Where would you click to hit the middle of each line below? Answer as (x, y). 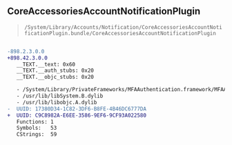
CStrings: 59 (37, 135)
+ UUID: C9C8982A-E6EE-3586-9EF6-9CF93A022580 (77, 115)
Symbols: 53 (37, 128)
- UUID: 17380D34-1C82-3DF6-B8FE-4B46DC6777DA (77, 109)
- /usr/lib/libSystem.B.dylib (60, 96)
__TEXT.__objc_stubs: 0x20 (55, 77)
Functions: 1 (35, 122)
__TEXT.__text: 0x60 (46, 64)
